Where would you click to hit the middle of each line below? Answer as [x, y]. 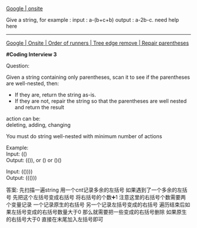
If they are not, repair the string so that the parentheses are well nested [101, 101]
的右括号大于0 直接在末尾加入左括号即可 [55, 219]
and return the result [39, 107]
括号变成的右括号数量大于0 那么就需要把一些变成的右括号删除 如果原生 [101, 212]
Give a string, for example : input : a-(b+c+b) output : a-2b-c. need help [93, 20]
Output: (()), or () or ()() [34, 160]
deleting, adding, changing [38, 125]
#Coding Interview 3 [32, 54]
